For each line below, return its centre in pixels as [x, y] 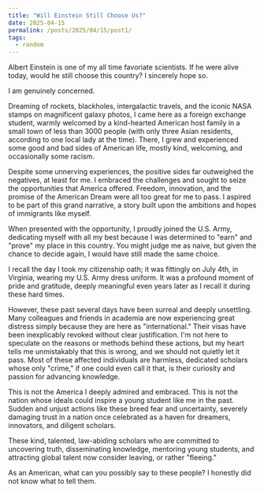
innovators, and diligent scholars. [62, 426]
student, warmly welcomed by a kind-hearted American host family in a [124, 123]
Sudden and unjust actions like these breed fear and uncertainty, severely [128, 409]
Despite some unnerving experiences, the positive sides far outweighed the [131, 172]
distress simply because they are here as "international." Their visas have [127, 326]
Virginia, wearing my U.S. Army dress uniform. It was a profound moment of [131, 278]
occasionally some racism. [51, 157]
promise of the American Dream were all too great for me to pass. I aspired [130, 197]
